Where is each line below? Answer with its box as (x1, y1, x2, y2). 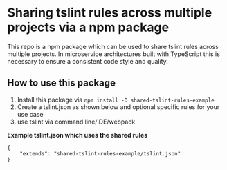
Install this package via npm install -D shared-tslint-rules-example (17, 95, 215, 104)
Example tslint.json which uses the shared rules (7, 131, 148, 139)
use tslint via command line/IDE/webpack (17, 117, 136, 126)
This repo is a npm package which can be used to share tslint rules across (7, 42, 219, 50)
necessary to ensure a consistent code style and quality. (7, 57, 168, 65)
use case (17, 110, 44, 118)
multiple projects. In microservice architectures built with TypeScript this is (7, 50, 220, 58)
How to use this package (7, 77, 116, 89)
